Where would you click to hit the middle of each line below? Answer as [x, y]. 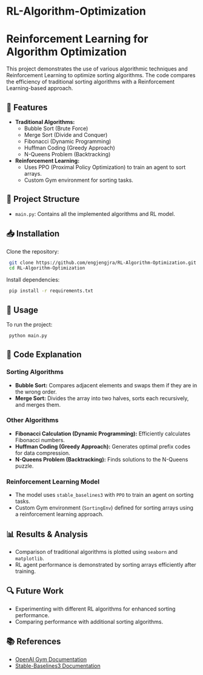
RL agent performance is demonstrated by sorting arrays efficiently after [106, 564]
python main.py [28, 336]
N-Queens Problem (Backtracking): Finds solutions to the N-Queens [101, 459]
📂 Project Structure [43, 199]
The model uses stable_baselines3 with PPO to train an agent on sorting [104, 495]
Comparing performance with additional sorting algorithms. [89, 621]
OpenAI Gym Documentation [51, 659]
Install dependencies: [33, 280]
